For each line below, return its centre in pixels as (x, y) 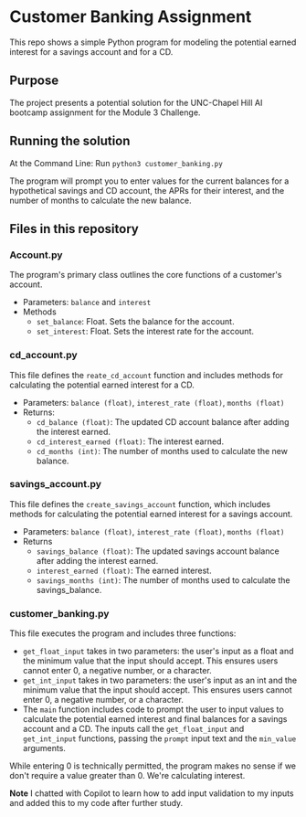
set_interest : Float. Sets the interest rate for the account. (145, 332)
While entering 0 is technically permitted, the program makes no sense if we (153, 766)
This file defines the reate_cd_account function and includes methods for (146, 375)
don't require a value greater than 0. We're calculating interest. (127, 776)
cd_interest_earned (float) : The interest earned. (130, 441)
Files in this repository (74, 229)
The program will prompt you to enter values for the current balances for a (149, 181)
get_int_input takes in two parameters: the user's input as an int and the (160, 680)
